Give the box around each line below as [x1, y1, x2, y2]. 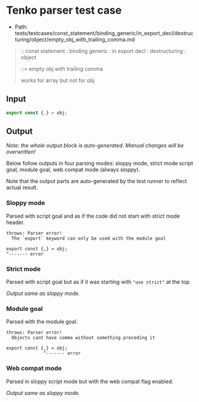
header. [6, 218, 25, 226]
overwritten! [6, 148, 36, 155]
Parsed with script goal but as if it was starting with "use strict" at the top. [6, 278, 191, 285]
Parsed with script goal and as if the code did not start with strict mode [6, 212, 180, 219]
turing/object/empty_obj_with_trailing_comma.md [14, 36, 135, 43]
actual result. [6, 184, 38, 191]
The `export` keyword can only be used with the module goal [11, 235, 166, 241]
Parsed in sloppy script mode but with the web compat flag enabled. [6, 378, 173, 385]
